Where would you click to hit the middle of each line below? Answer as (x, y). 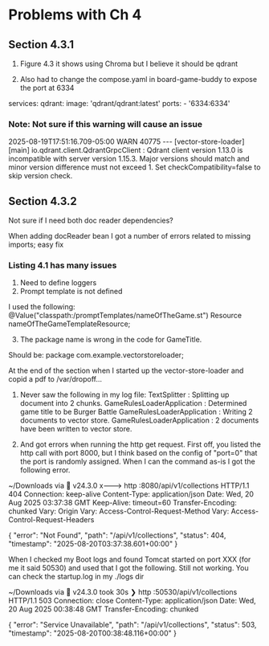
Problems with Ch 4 (75, 15)
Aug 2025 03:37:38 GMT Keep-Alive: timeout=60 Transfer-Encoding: (122, 503)
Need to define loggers (58, 283)
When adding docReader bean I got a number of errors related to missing (130, 236)
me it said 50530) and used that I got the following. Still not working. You (128, 568)
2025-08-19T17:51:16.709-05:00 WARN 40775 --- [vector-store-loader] (126, 141)
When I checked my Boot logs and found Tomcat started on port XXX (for (130, 559)
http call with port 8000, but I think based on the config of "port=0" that (139, 453)
